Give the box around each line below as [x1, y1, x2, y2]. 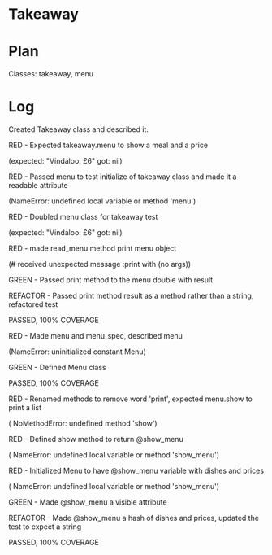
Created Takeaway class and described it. [8, 125, 149, 134]
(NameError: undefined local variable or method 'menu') [8, 196, 196, 206]
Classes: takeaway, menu [8, 69, 94, 79]
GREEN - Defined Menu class [8, 363, 107, 373]
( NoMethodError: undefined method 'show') [8, 418, 158, 428]
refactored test [8, 299, 58, 309]
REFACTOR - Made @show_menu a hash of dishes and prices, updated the [8, 513, 260, 523]
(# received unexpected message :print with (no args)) [8, 260, 192, 269]
